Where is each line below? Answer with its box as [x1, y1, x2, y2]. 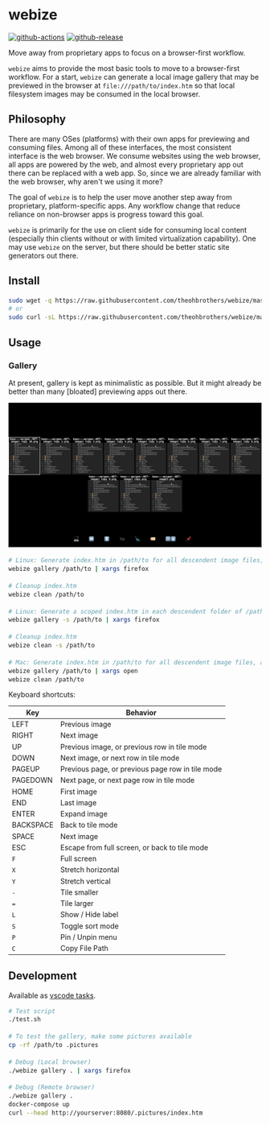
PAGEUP [11, 764, 40, 774]
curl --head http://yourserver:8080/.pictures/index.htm [8, 1109, 203, 1117]
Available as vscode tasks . [8, 991, 96, 1000]
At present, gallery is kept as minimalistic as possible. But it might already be [8, 378, 262, 387]
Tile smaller [59, 887, 99, 897]
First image [59, 787, 98, 796]
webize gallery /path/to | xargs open [8, 667, 138, 675]
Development [8, 969, 78, 983]
